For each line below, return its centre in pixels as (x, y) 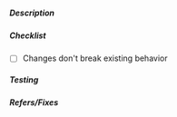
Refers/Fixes (34, 102)
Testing (24, 80)
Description (32, 13)
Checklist (28, 35)
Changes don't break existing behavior (95, 58)
